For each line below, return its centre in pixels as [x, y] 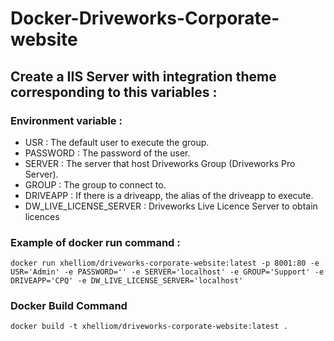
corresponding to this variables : [114, 92]
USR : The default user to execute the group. [117, 142]
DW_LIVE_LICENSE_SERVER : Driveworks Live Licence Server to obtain [171, 206]
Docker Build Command [69, 306]
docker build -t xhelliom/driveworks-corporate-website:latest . [149, 327]
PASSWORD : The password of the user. [107, 153]
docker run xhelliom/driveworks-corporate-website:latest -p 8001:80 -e [165, 263]
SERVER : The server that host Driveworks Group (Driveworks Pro [160, 163]
